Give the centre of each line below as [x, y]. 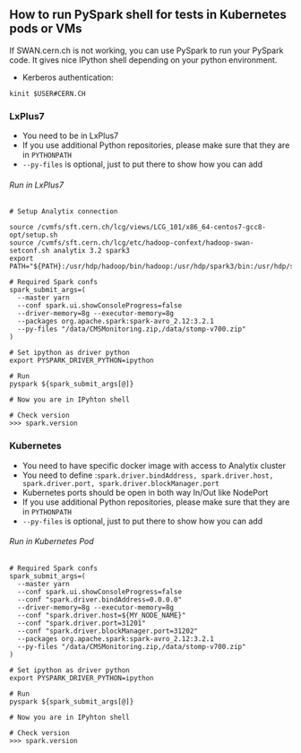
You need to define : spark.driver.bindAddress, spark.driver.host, [148, 475]
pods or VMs [46, 29]
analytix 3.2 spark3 [91, 251]
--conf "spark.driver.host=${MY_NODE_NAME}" [102, 615]
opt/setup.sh [34, 235]
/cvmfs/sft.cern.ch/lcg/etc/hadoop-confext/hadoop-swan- [146, 243]
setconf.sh [30, 251]
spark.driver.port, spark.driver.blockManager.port [120, 483]
